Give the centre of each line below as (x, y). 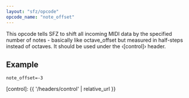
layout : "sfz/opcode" (33, 11)
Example (22, 64)
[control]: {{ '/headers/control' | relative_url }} (61, 89)
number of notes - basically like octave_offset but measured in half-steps (95, 40)
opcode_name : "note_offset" (41, 17)
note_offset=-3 (25, 78)
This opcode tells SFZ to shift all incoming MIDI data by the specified (89, 33)
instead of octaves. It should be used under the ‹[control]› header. (86, 46)
